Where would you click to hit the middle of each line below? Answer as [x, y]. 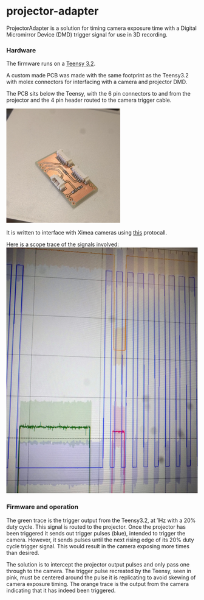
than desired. [23, 552]
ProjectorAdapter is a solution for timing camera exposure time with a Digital [102, 28]
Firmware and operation [42, 507]
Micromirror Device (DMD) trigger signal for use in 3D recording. [87, 34]
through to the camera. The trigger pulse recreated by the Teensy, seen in [99, 571]
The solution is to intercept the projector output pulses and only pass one [98, 564]
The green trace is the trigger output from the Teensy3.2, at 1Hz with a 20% [101, 520]
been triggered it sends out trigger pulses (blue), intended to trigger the [96, 533]
